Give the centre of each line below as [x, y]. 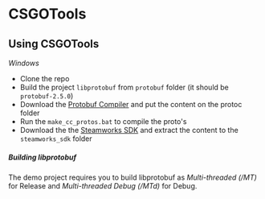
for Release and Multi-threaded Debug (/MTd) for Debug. [103, 185]
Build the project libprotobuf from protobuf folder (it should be [124, 87]
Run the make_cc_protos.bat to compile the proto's [103, 121]
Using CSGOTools [54, 44]
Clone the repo [45, 79]
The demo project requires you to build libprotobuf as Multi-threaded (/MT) [132, 177]
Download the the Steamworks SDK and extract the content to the [129, 130]
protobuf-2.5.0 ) [47, 96]
